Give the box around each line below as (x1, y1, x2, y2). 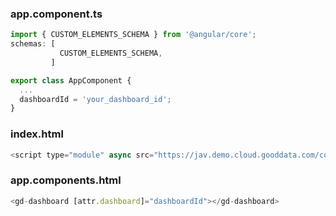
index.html (10, 127, 64, 141)
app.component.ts (10, 7, 103, 21)
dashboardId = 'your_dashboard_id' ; (19, 94, 172, 104)
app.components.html (10, 173, 122, 187)
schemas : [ (10, 39, 56, 49)
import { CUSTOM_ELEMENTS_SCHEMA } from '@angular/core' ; (10, 30, 257, 40)
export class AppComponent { (10, 75, 132, 86)
